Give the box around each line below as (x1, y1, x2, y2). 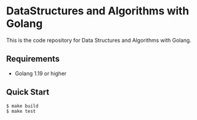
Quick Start (6, 87, 50, 97)
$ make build (6, 103, 39, 109)
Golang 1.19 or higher (14, 70, 67, 77)
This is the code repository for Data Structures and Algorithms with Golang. (6, 36, 192, 44)
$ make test (6, 108, 36, 114)
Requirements (6, 54, 60, 64)
